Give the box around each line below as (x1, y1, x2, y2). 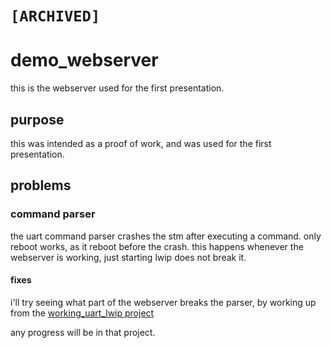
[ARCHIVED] (10, 7, 101, 26)
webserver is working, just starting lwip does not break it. (10, 251, 247, 263)
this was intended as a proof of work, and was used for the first (10, 137, 272, 149)
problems (10, 177, 72, 194)
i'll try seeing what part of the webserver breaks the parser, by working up (10, 296, 317, 308)
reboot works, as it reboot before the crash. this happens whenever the (10, 240, 304, 252)
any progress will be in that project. (10, 326, 156, 338)
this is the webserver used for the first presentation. (10, 82, 225, 94)
